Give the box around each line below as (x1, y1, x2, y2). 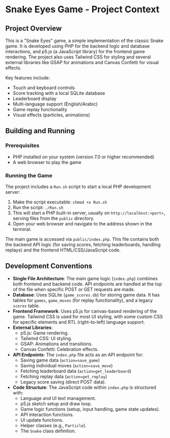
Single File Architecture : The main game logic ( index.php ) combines (12, 275, 158, 281)
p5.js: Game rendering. (20, 329, 69, 336)
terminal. (12, 226, 32, 232)
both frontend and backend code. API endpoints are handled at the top (12, 281, 162, 287)
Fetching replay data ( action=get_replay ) (20, 373, 108, 380)
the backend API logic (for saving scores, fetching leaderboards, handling (5, 241, 161, 247)
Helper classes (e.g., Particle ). (20, 422, 87, 428)
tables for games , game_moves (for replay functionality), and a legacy (12, 297, 153, 303)
